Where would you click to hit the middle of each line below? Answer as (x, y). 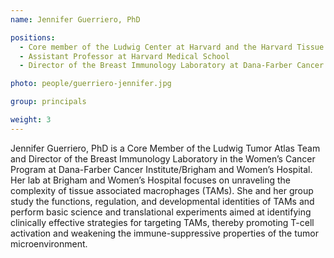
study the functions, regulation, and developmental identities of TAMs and (162, 201)
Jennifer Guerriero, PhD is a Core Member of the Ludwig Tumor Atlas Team (165, 148)
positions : (33, 37)
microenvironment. (49, 243)
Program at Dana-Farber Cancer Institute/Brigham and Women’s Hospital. (161, 169)
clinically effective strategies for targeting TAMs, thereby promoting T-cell (162, 222)
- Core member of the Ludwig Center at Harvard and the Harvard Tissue (172, 47)
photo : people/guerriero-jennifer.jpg (91, 84)
